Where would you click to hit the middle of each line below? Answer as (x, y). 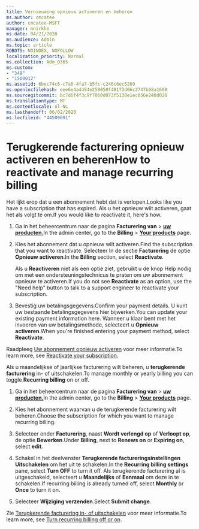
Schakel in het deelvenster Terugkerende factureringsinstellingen (98, 458)
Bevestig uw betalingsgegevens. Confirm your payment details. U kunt (101, 306)
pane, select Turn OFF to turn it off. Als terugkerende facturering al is (100, 471)
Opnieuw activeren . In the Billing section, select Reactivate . (89, 257)
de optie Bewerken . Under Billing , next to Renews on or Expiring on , (99, 440)
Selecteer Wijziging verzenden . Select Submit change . (83, 501)
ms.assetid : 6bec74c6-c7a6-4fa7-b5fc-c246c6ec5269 (71, 84)
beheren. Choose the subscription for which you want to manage (94, 416)
